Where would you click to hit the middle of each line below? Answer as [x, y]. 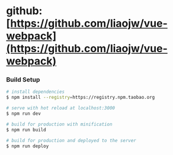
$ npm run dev [24, 114]
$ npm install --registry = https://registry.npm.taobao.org [81, 98]
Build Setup [23, 80]
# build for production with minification [59, 124]
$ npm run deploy [28, 146]
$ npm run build [26, 130]
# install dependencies [36, 92]
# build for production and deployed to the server [71, 140]
